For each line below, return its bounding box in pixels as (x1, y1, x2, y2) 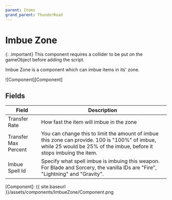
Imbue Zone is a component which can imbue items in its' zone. (5, 67, 140, 73)
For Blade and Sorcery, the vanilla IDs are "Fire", (40, 164, 157, 171)
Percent (8, 146, 27, 153)
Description (88, 107, 118, 114)
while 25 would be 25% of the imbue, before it (40, 143, 153, 150)
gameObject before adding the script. (5, 57, 84, 63)
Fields (5, 91, 26, 100)
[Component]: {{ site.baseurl (5, 184, 66, 190)
